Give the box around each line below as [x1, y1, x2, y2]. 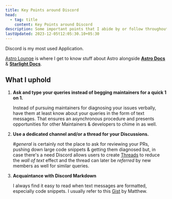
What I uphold [5, 75, 51, 85]
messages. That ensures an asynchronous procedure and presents [12, 115, 155, 122]
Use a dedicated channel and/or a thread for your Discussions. [12, 131, 149, 137]
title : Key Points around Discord [5, 7, 79, 13]
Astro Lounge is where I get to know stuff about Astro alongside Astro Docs [5, 55, 165, 62]
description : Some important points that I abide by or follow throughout [5, 27, 168, 32]
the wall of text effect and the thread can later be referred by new [12, 157, 151, 163]
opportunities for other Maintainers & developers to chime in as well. [12, 121, 157, 127]
